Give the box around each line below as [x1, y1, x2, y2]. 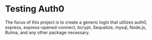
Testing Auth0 [5, 3, 65, 14]
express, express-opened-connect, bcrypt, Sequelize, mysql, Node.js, [5, 24, 147, 30]
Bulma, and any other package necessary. [5, 29, 90, 35]
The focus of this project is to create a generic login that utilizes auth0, [5, 19, 148, 25]
